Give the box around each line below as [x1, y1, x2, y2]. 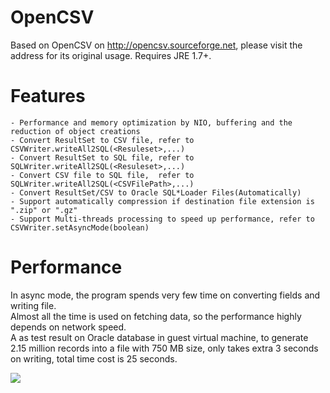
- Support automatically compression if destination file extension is [10, 196, 315, 206]
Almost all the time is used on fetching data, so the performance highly [10, 310, 302, 322]
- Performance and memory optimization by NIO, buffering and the [10, 117, 293, 128]
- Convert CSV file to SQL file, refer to [10, 170, 195, 180]
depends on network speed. [10, 321, 127, 333]
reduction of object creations [10, 126, 141, 136]
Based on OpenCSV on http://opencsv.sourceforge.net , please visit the [10, 39, 303, 51]
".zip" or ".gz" [10, 205, 78, 215]
